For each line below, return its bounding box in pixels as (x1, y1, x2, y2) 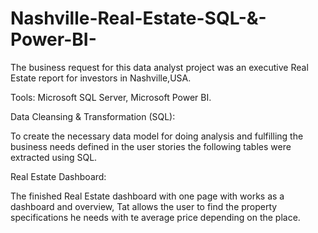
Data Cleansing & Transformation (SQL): (10, 110, 176, 122)
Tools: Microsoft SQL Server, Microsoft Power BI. (10, 91, 212, 103)
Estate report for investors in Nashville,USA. (10, 72, 192, 84)
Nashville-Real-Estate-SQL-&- (10, 7, 267, 30)
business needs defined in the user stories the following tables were (10, 140, 292, 152)
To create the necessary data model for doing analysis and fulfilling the (10, 130, 304, 142)
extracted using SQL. (10, 151, 98, 163)
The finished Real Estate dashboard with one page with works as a (10, 190, 285, 202)
